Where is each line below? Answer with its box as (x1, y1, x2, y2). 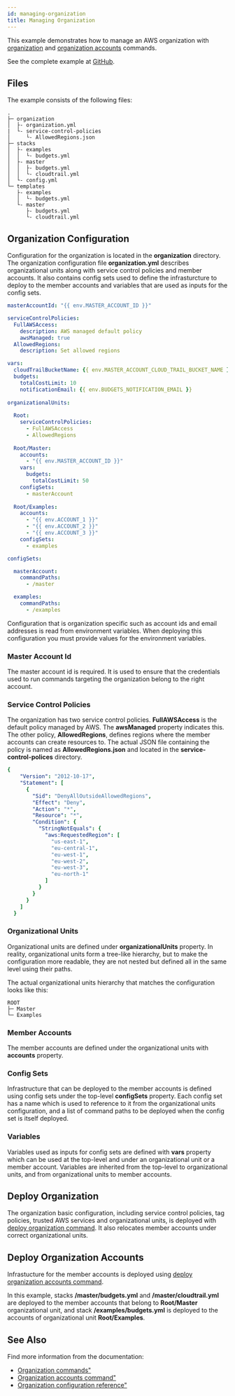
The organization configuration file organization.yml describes (7, 259, 190, 267)
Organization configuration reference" (17, 1381, 127, 1390)
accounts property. (7, 1051, 64, 1060)
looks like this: (7, 985, 49, 994)
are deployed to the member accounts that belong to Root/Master (7, 1299, 198, 1307)
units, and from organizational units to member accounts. (7, 1170, 172, 1178)
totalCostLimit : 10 (20, 379, 77, 386)
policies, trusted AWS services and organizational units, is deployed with (7, 1217, 217, 1225)
